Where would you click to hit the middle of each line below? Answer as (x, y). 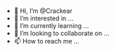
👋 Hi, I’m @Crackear (43, 11)
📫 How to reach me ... (46, 41)
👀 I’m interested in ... (44, 18)
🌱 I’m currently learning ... (51, 26)
